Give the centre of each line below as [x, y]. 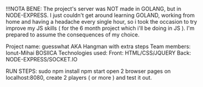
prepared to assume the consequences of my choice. [73, 35]
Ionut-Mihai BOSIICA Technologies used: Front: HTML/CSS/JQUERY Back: [98, 53]
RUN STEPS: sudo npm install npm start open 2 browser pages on [88, 71]
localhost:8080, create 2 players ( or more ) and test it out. [79, 78]
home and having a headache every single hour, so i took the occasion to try [101, 22]
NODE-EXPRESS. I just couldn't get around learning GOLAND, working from [100, 15]
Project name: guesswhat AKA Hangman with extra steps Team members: [98, 46]
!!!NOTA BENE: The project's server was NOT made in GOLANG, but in [94, 9]
